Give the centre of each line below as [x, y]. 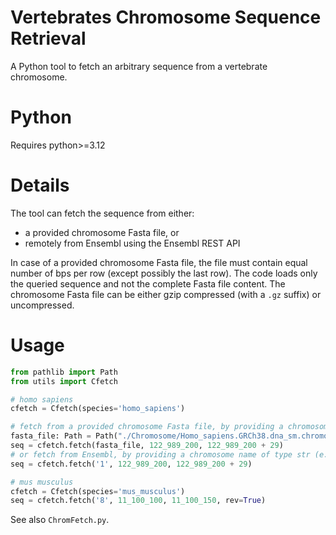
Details [40, 185]
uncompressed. [42, 305]
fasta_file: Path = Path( [64, 436]
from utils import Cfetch [64, 381]
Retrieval [48, 38]
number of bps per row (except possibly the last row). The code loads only [164, 273]
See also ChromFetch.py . [60, 520]
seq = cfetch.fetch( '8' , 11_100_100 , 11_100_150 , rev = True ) [138, 501]
